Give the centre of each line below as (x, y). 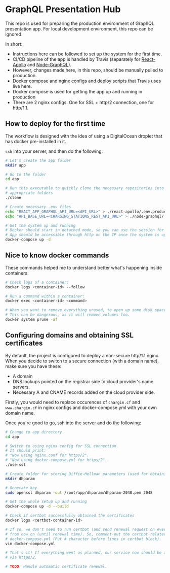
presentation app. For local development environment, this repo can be (79, 28)
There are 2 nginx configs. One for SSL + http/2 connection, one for (83, 102)
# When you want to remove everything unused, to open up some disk (79, 310)
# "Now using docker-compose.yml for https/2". (56, 460)
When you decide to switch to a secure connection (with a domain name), (82, 361)
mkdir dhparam (20, 479)
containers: (17, 273)
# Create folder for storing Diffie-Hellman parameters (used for (77, 474)
